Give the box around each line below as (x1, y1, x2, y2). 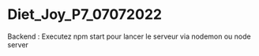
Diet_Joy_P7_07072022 (7, 6, 163, 24)
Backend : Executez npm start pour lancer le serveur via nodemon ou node (7, 32, 251, 41)
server (7, 39, 29, 49)
